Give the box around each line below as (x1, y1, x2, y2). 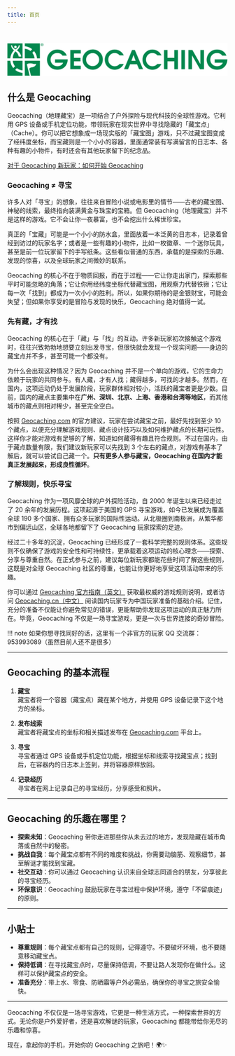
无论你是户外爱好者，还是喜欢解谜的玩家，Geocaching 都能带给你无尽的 (19, 1017, 228, 1026)
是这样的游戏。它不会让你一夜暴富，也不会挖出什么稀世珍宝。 (7, 215, 185, 224)
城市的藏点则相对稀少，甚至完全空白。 (7, 402, 117, 410)
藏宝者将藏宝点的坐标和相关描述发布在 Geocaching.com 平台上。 (17, 727, 205, 736)
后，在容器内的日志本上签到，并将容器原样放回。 (17, 760, 159, 769)
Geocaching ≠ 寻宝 (7, 180, 72, 190)
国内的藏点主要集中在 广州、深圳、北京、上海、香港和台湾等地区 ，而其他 (19, 392, 228, 401)
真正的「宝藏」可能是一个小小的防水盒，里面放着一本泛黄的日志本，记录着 (7, 230, 222, 238)
